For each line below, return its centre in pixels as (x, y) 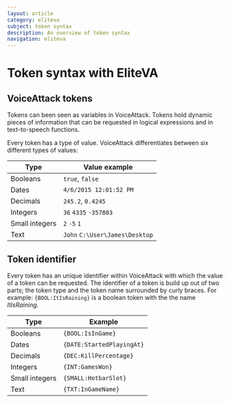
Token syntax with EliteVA (83, 73)
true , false (81, 179)
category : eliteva (33, 20)
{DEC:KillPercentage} (98, 356)
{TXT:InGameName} (91, 389)
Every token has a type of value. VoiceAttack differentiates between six (108, 143)
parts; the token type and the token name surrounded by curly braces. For (112, 290)
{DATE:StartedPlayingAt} (103, 344)
